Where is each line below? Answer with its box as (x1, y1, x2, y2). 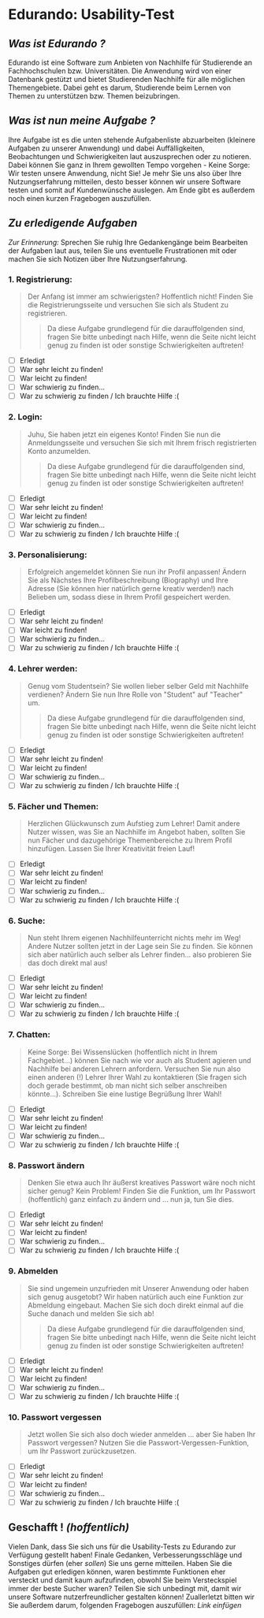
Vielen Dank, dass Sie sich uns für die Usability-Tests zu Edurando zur (8, 1542, 236, 1551)
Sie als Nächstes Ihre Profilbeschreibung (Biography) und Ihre (27, 575, 229, 585)
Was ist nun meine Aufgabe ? (8, 114, 156, 128)
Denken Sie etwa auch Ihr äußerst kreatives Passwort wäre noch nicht (27, 1178, 256, 1188)
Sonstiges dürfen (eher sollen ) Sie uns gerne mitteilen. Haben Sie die (8, 1558, 232, 1568)
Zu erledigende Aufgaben (8, 217, 138, 230)
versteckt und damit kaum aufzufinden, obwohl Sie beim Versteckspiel (8, 1575, 237, 1585)
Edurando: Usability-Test (8, 6, 175, 24)
